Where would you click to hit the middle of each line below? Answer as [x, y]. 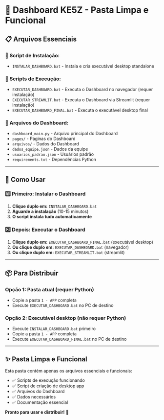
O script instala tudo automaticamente [52, 217]
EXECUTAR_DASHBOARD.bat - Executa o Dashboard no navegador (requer [82, 90]
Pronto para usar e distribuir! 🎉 [37, 412]
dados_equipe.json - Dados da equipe [50, 149]
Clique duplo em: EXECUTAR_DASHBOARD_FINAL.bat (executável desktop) [83, 242]
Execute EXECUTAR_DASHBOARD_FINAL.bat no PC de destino [69, 339]
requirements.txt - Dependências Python [54, 160]
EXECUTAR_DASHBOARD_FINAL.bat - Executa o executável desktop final [80, 110]
